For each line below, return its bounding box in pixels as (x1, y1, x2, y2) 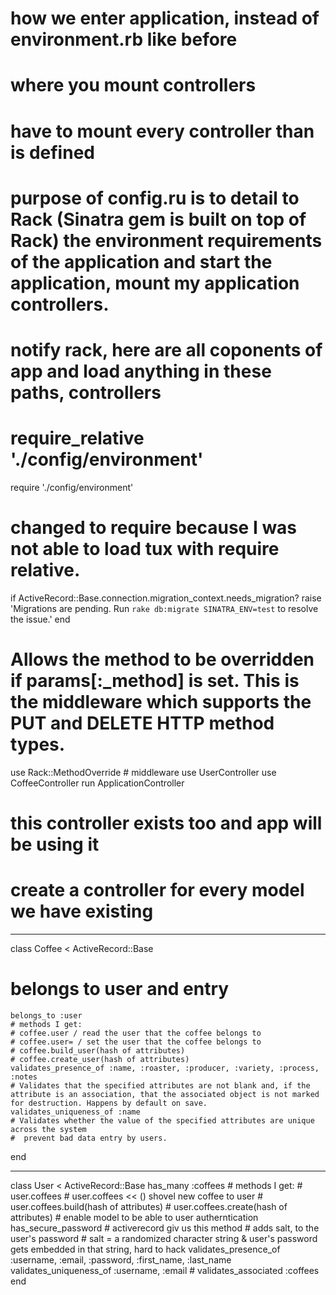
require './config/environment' (10, 481, 134, 493)
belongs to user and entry (10, 978, 230, 1001)
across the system (10, 1124, 87, 1134)
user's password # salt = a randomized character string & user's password (10, 1232, 318, 1244)
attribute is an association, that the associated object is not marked (10, 1089, 320, 1099)
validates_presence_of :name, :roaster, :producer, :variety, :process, (10, 1063, 320, 1073)
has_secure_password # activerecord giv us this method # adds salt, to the (10, 1222, 320, 1234)
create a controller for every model (10, 879, 305, 902)
